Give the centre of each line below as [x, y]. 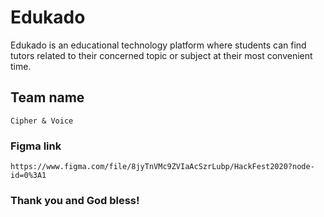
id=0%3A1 [28, 176]
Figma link [36, 146]
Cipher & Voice [42, 121]
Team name [47, 97]
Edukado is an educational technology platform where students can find [158, 45]
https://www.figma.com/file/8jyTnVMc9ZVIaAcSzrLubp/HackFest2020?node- [162, 167]
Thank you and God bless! [75, 200]
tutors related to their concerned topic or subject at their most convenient [161, 55]
